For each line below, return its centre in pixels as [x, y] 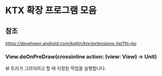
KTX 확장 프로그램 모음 [51, 10]
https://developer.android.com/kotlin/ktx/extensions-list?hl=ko [71, 43]
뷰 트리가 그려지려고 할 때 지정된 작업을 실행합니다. [56, 68]
